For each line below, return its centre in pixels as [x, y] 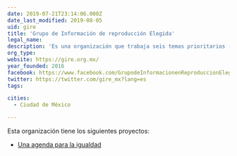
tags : [15, 86]
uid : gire [22, 27]
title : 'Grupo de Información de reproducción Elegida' [91, 33]
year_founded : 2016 [36, 66]
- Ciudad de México [42, 105]
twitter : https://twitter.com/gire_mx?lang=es [77, 79]
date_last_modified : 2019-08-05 [55, 20]
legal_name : [25, 40]
